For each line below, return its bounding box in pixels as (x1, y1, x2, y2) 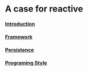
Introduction (5, 21, 35, 28)
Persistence (5, 46, 34, 53)
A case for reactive (5, 3, 84, 14)
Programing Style (5, 59, 48, 66)
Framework (5, 34, 33, 41)
